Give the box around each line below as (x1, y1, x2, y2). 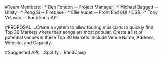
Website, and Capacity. (5, 40, 53, 46)
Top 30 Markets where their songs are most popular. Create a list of (5, 30, 143, 35)
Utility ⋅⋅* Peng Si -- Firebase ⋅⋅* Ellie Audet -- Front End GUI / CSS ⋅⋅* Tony (5, 9, 158, 15)
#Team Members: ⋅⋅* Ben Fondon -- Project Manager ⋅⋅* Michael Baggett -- (5, 4, 159, 10)
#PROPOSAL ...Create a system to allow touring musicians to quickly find (5, 24, 154, 30)
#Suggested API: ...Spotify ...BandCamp (5, 49, 86, 55)
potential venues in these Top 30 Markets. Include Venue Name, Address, (5, 34, 155, 40)
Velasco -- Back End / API (5, 15, 58, 20)
